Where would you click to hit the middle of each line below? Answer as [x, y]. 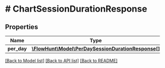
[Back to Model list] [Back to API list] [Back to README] [61, 61]
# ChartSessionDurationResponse [76, 9]
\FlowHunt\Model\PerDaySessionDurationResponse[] [96, 49]
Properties [22, 27]
